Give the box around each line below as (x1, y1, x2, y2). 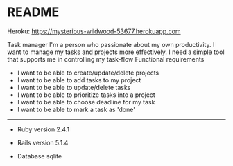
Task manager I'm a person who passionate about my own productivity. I (7, 40, 215, 48)
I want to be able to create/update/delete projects (17, 68, 159, 77)
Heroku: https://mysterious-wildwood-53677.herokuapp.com (7, 27, 182, 35)
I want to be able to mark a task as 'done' (17, 105, 135, 113)
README (7, 4, 60, 20)
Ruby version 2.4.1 (17, 125, 70, 133)
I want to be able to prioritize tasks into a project (17, 91, 156, 99)
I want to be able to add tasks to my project (17, 75, 141, 84)
